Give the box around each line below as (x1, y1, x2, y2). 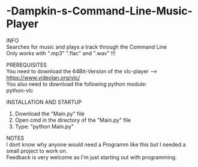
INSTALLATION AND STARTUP (6, 98, 82, 106)
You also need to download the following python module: (6, 80, 147, 88)
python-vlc (6, 87, 34, 94)
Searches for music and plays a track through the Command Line (6, 43, 167, 50)
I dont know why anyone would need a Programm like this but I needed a (6, 141, 186, 148)
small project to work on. (6, 147, 68, 154)
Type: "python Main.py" (14, 123, 74, 130)
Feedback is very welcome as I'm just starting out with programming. (6, 153, 177, 160)
